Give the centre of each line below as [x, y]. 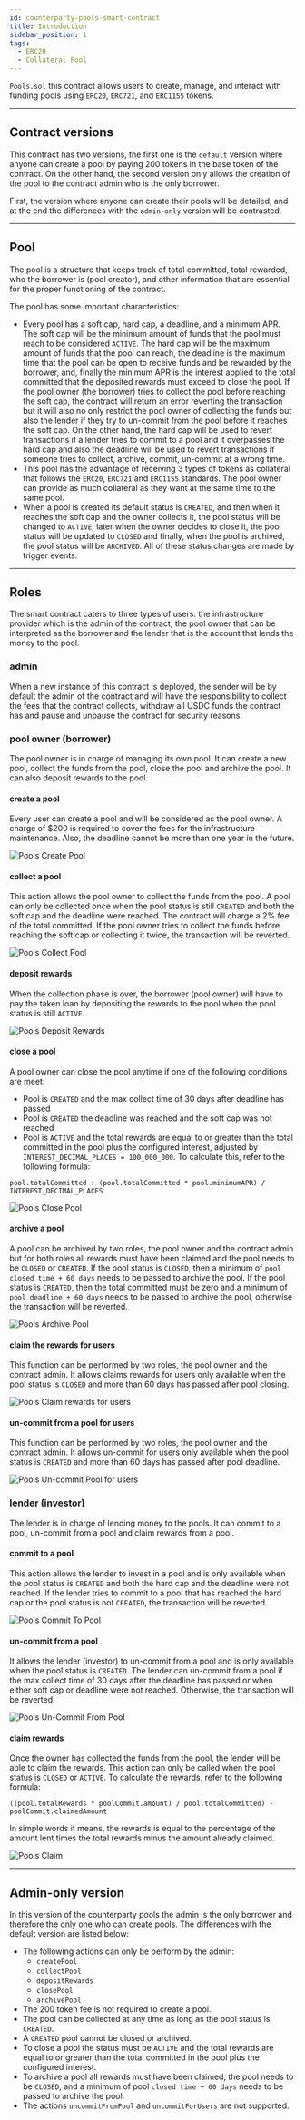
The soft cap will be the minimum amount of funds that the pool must [152, 333]
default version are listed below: [69, 1934]
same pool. [44, 497]
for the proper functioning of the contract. [88, 289]
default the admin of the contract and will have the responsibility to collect [148, 696]
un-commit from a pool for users [72, 1422]
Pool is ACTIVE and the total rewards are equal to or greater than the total [157, 1137]
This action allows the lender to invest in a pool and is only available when [148, 1573]
